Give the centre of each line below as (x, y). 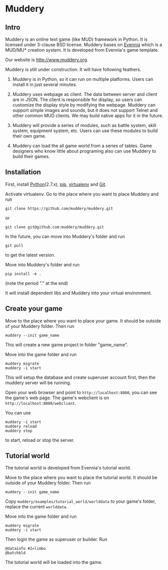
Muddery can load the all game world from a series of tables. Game (82, 146)
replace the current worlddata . (36, 507)
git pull (14, 246)
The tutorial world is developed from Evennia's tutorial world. (68, 468)
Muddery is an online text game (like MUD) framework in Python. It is (76, 39)
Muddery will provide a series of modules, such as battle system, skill (84, 125)
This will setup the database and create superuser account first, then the (80, 377)
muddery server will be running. (38, 383)
